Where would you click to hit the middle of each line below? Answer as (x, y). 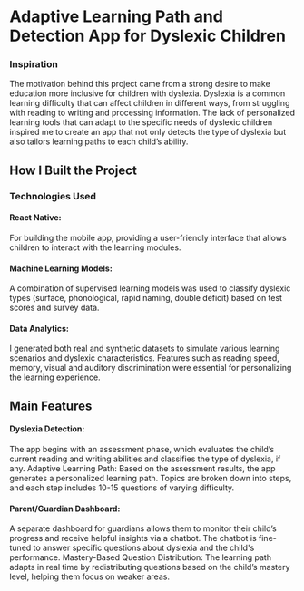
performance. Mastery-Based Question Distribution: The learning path (141, 557)
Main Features (51, 406)
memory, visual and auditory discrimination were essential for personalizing (151, 368)
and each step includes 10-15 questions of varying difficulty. (122, 488)
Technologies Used (53, 196)
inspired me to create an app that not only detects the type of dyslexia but (148, 132)
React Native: (35, 218)
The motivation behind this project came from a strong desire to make (140, 84)
